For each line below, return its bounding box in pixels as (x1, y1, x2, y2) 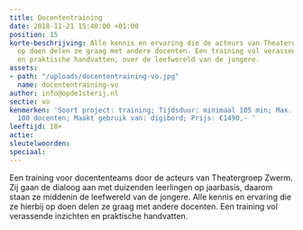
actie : (9, 131, 34, 140)
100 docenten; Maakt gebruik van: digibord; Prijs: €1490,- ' (17, 114, 256, 123)
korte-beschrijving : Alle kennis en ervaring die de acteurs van (9, 38, 260, 48)
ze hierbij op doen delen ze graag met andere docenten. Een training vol (9, 200, 278, 212)
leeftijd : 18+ (9, 123, 63, 132)
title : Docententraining (9, 13, 103, 23)
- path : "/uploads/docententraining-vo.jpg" (9, 72, 179, 81)
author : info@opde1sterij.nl (9, 88, 119, 97)
